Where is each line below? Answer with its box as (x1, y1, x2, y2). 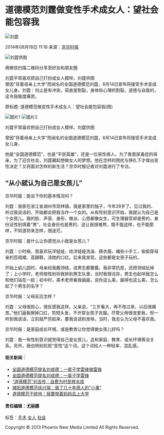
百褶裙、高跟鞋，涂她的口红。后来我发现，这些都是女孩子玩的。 (13, 254, 142, 260)
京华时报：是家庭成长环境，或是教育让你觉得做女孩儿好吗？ (5, 326, 125, 332)
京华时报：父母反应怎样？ (5, 293, 56, 299)
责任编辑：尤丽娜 (5, 403, 39, 409)
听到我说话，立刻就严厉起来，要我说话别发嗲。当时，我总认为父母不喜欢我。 (5, 316, 159, 322)
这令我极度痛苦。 (5, 93, 39, 99)
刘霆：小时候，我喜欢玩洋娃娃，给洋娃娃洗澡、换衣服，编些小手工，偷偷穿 (5, 248, 154, 254)
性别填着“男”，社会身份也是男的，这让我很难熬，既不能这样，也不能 (13, 221, 150, 227)
